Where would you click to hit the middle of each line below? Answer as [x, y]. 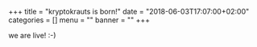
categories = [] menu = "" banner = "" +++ [79, 20]
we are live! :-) [32, 35]
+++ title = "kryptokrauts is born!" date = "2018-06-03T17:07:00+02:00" [129, 12]
